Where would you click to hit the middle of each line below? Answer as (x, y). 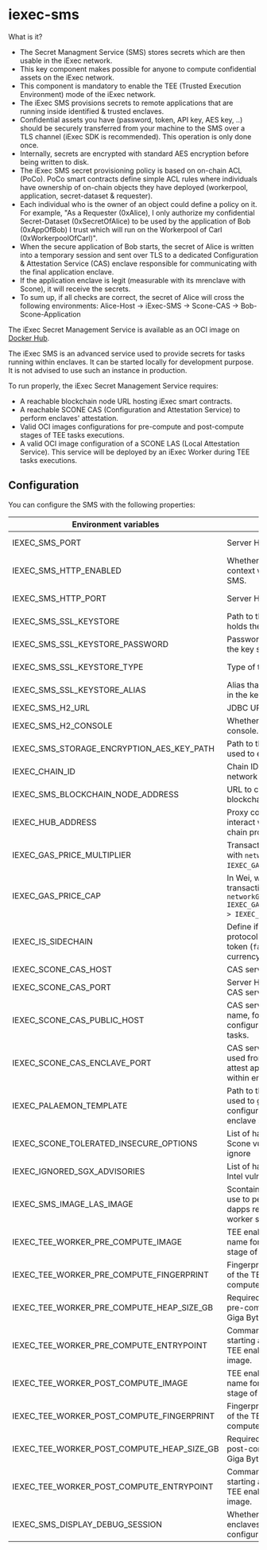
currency (243, 956)
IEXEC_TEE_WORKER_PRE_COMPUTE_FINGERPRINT (110, 1275)
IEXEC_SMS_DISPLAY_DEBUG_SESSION (87, 1524)
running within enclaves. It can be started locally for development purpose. (131, 362)
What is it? (25, 37)
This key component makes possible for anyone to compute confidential (138, 68)
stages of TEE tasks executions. (72, 434)
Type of (241, 667)
